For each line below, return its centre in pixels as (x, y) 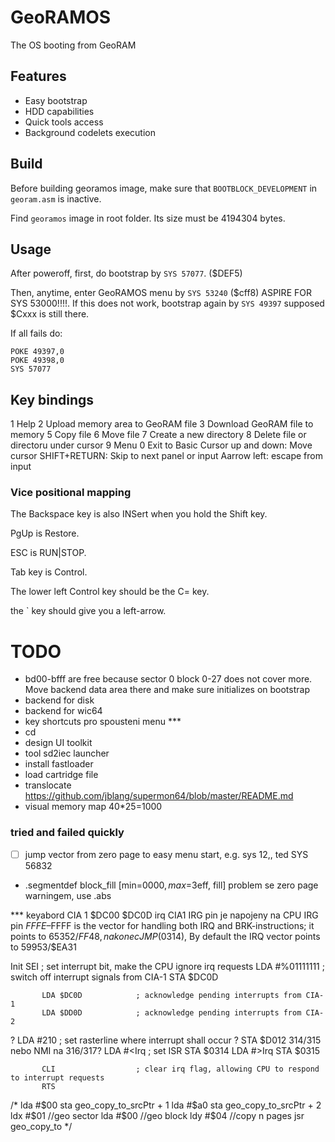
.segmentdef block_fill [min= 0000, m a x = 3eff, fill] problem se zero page (171, 885)
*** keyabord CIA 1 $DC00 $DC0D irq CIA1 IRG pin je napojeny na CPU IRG (164, 915)
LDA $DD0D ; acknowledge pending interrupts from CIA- (183, 1012)
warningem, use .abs (68, 895)
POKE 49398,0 (37, 361)
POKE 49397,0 (37, 352)
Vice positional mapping (71, 493)
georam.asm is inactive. (56, 198)
